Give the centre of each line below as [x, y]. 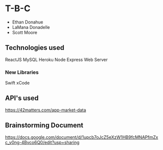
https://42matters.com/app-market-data [46, 110]
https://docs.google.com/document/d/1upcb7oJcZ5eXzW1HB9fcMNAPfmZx [82, 137]
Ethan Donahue [28, 22]
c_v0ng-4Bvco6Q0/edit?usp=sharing [42, 142]
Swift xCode [18, 83]
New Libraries [22, 72]
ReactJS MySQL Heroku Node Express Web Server [57, 60]
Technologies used [35, 48]
